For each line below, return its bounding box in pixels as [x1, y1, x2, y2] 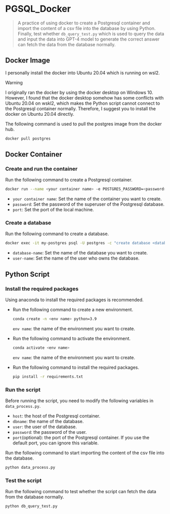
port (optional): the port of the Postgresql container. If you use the [12, 434, 150, 440]
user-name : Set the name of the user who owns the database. [12, 255, 140, 262]
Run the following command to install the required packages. [12, 364, 139, 370]
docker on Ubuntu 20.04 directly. [5, 111, 74, 117]
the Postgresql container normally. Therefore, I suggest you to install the [5, 105, 156, 112]
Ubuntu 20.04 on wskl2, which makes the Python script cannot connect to [5, 100, 160, 106]
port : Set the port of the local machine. [12, 207, 94, 213]
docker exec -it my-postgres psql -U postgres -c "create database [5, 241, 151, 246]
